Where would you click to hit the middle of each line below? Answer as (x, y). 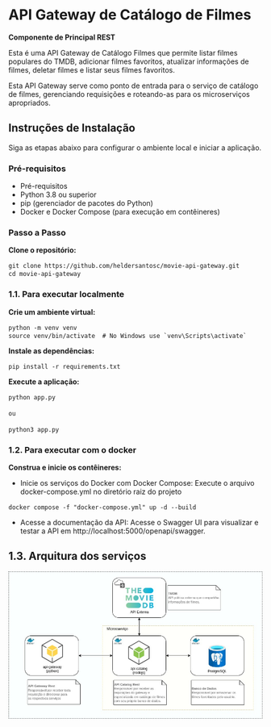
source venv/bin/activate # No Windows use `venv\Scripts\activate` (128, 336)
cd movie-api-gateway (45, 274)
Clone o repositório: (42, 250)
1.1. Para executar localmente (67, 295)
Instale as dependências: (52, 351)
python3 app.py (34, 429)
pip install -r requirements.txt (65, 366)
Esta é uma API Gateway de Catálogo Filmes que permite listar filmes (123, 52)
